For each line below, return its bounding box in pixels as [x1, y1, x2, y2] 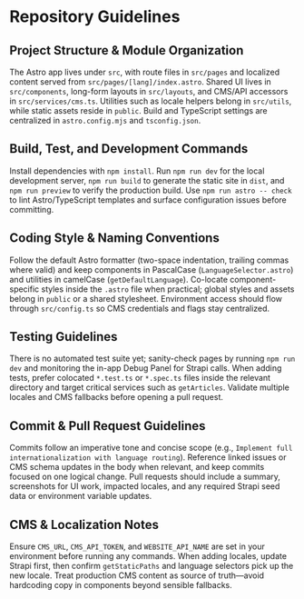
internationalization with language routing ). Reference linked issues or [9, 452, 287, 463]
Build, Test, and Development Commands [9, 141, 249, 156]
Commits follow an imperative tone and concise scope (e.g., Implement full [9, 443, 293, 454]
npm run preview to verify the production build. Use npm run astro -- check [9, 185, 292, 195]
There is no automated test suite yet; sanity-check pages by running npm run [9, 353, 296, 364]
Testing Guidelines [9, 329, 118, 344]
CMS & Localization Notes [9, 516, 159, 533]
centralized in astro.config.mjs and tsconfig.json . [9, 115, 201, 125]
